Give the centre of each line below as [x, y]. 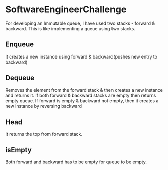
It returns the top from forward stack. [44, 134]
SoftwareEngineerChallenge [66, 9]
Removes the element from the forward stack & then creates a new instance [84, 90]
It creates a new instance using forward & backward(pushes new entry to [81, 56]
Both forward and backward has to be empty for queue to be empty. [76, 162]
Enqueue [20, 45]
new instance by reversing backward [44, 106]
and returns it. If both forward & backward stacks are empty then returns [81, 95]
